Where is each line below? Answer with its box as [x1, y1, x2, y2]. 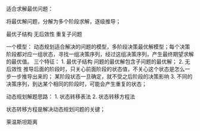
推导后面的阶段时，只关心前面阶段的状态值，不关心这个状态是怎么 [23, 65, 185, 73]
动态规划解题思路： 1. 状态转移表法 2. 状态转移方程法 [6, 93, 136, 100]
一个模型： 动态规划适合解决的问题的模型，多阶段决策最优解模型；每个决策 [6, 43, 190, 50]
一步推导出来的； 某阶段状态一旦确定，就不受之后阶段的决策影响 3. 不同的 [11, 73, 193, 80]
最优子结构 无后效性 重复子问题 [6, 30, 82, 38]
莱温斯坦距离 [6, 118, 37, 125]
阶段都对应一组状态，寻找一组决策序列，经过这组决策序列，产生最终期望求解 [6, 51, 194, 58]
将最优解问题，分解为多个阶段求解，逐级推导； [6, 18, 121, 25]
